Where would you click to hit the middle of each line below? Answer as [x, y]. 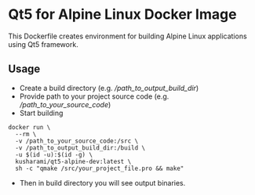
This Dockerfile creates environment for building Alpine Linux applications [127, 36]
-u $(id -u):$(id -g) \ [54, 154]
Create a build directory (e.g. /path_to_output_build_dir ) [109, 88]
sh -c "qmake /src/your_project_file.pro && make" [100, 168]
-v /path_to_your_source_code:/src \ [77, 141]
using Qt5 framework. [43, 44]
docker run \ [29, 127]
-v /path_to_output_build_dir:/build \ [80, 148]
